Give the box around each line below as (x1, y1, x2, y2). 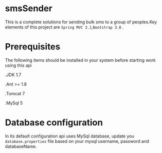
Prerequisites (5, 41, 61, 52)
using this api (5, 62, 32, 68)
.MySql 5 (5, 100, 23, 106)
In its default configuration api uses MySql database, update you (5, 133, 135, 139)
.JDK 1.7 (5, 71, 21, 78)
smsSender (5, 3, 53, 14)
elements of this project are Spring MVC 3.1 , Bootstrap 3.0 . (5, 24, 124, 30)
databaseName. (5, 143, 37, 149)
